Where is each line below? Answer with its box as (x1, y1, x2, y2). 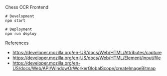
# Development (5, 14, 35, 19)
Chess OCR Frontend (5, 4, 49, 10)
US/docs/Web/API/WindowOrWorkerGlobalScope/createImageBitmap (12, 66, 156, 71)
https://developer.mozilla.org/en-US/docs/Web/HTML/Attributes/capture (12, 50, 162, 55)
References (5, 40, 29, 46)
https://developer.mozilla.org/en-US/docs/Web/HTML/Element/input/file (12, 55, 161, 61)
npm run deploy (5, 31, 37, 36)
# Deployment (5, 27, 32, 32)
